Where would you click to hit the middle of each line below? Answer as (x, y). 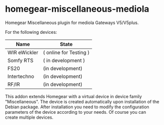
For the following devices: (31, 32)
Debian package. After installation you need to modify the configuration (77, 107)
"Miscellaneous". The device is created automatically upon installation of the (82, 101)
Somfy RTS (20, 60)
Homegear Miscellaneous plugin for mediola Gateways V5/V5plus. (72, 23)
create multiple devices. (29, 117)
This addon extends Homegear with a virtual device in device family (73, 96)
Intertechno (21, 76)
